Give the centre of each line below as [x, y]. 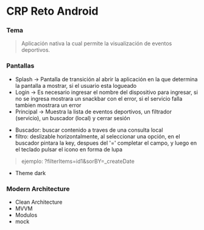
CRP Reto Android [52, 11]
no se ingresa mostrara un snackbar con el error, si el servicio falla [99, 98]
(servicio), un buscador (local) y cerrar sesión [72, 118]
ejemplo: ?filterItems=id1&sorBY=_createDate [78, 161]
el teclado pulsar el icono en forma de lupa [69, 149]
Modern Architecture [38, 189]
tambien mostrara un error [48, 105]
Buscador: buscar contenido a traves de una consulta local [89, 130]
